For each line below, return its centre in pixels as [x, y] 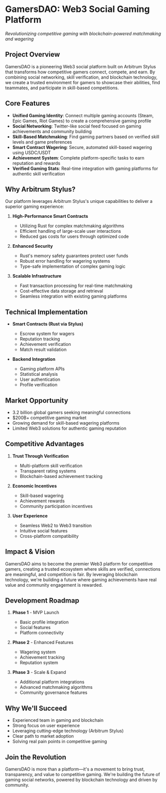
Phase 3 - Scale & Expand [39, 672]
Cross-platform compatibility [49, 536]
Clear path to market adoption [43, 736]
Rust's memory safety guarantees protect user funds [74, 256]
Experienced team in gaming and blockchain [58, 720]
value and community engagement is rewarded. [54, 585]
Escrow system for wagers [47, 334]
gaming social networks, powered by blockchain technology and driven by [81, 780]
